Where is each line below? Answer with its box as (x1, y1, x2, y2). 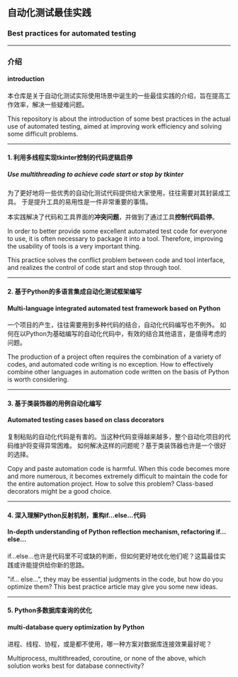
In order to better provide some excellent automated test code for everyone (7, 227, 227, 236)
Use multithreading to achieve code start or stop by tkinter (7, 170, 184, 178)
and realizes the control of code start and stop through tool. (7, 264, 182, 272)
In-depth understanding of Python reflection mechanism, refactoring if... (7, 528, 227, 536)
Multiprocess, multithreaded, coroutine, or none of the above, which (7, 654, 207, 662)
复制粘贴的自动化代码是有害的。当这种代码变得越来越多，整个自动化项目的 (7, 432, 225, 440)
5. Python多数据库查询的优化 (7, 606, 92, 614)
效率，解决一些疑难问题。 (13, 100, 89, 109)
